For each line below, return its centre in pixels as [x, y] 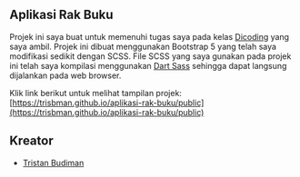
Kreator [31, 141]
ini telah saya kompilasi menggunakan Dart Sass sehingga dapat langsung [148, 65]
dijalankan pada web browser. [65, 75]
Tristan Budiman [53, 162]
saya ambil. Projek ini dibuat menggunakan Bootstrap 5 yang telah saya [143, 46]
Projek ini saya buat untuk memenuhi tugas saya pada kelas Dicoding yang [149, 36]
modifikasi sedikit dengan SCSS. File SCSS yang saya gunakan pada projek [150, 56]
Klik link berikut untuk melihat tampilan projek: [95, 93]
